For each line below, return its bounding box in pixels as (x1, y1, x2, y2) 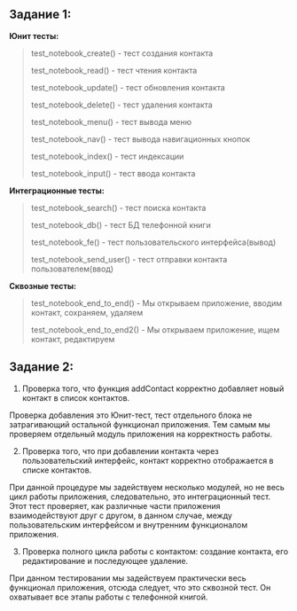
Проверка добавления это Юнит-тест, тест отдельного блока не (9, 410, 253, 420)
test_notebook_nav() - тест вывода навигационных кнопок (30, 133, 251, 145)
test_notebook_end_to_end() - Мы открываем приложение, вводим (30, 297, 283, 309)
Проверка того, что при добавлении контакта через (21, 445, 219, 456)
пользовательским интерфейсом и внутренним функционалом (9, 519, 248, 530)
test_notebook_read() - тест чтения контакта (30, 65, 198, 75)
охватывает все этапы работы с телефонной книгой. (9, 591, 208, 602)
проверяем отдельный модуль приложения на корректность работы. (9, 428, 273, 439)
